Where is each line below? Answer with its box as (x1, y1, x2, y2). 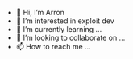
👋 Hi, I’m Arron (15, 8, 64, 17)
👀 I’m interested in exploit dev (15, 16, 114, 26)
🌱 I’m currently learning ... (15, 25, 102, 33)
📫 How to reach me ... (15, 42, 91, 51)
